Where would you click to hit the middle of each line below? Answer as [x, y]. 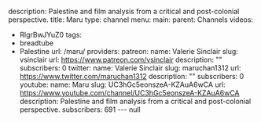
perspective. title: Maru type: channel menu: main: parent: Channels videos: [131, 20]
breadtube [36, 43]
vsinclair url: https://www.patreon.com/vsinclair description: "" [121, 59]
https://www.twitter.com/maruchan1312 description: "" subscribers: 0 [132, 76]
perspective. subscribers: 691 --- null [80, 109]
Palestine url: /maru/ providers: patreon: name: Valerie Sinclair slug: [129, 51]
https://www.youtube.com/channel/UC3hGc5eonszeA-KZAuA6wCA [129, 93]
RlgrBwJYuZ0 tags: [51, 35]
